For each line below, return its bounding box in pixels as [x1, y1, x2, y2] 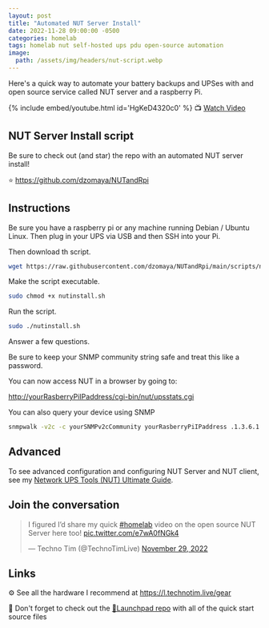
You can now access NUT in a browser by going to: [8, 376, 178, 386]
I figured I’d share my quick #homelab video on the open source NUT [27, 519, 256, 529]
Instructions [8, 201, 70, 215]
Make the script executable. [8, 277, 100, 286]
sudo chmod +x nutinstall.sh [8, 292, 106, 301]
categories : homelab [8, 34, 78, 43]
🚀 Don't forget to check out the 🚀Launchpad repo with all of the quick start [8, 603, 255, 614]
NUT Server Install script [8, 129, 134, 143]
